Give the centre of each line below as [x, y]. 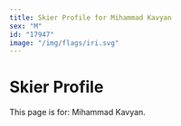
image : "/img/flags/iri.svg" [64, 43]
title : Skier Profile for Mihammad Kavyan [90, 18]
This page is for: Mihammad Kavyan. [78, 112]
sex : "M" [26, 26]
